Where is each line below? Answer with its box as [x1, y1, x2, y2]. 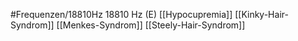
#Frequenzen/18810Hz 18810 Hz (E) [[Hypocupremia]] [10, 9, 233, 20]
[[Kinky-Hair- [234, 9, 289, 20]
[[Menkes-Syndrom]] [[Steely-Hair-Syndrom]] [56, 19, 246, 31]
